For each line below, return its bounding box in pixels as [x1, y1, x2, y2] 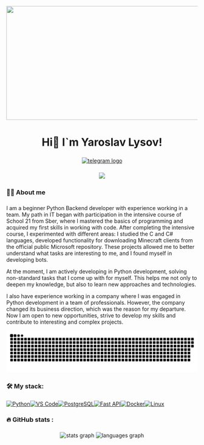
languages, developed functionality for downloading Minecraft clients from [6, 236, 193, 244]
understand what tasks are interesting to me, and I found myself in [6, 250, 172, 257]
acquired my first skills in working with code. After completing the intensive [6, 223, 195, 231]
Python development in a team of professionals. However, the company [6, 299, 185, 306]
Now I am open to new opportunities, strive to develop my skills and [6, 311, 176, 319]
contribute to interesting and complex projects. [6, 318, 123, 325]
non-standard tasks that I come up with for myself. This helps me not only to [6, 274, 197, 281]
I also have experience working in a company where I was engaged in [6, 292, 181, 299]
